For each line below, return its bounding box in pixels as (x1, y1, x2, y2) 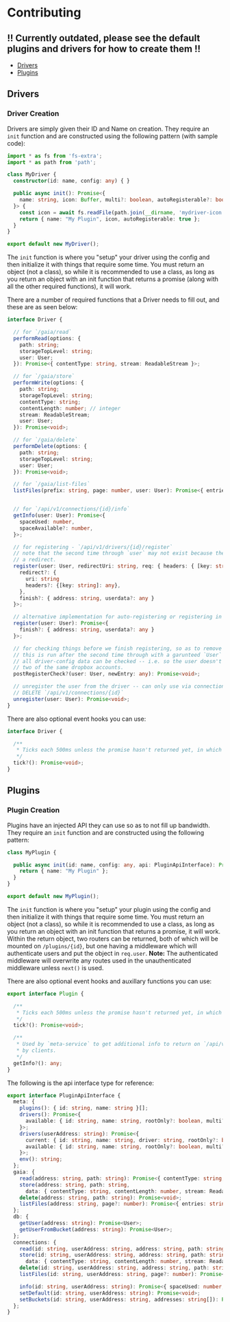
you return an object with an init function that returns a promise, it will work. (7, 927, 221, 935)
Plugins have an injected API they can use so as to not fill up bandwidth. (7, 821, 210, 829)
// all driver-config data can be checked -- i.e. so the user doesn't (13, 658, 222, 664)
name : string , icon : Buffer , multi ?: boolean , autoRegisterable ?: (19, 197, 213, 203)
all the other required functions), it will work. (7, 282, 132, 291)
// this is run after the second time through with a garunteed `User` (13, 651, 222, 658)
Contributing (7, 5, 81, 21)
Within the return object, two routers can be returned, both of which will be (7, 934, 218, 943)
